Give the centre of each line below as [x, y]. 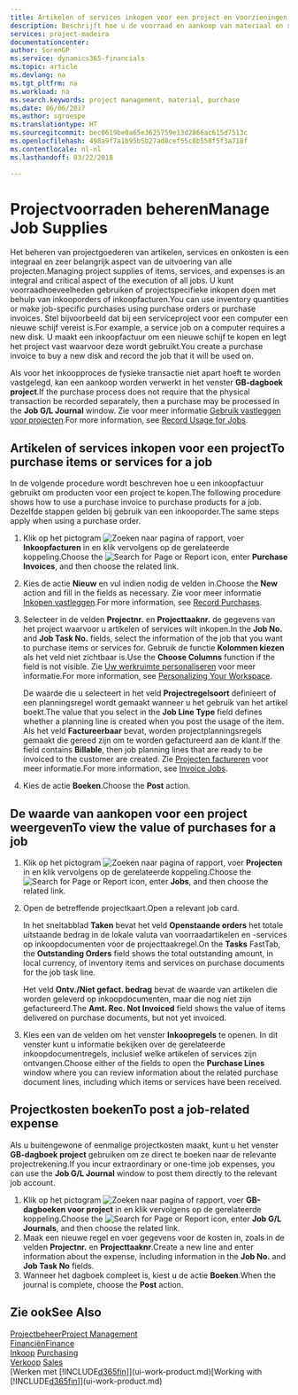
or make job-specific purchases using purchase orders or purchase [133, 309]
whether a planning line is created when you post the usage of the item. [153, 721]
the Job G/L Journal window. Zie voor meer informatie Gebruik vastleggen [145, 411]
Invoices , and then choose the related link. [101, 566]
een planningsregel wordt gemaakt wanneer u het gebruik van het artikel [155, 703]
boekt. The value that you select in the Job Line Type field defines [142, 712]
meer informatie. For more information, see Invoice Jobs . [125, 768]
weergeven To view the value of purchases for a [143, 827]
